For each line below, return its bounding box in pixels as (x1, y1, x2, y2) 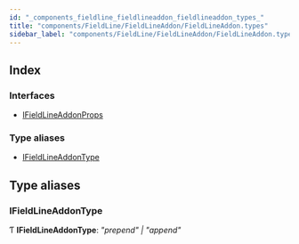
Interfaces (9, 89, 55, 102)
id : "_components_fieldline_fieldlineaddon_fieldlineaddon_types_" (9, 12, 265, 22)
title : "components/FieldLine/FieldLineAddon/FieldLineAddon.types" (9, 21, 269, 30)
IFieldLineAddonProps (21, 110, 104, 120)
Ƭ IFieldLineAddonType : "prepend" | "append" (9, 224, 182, 236)
